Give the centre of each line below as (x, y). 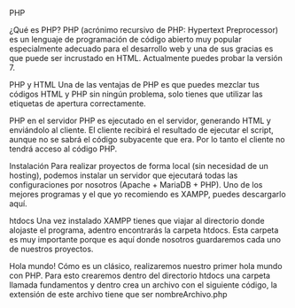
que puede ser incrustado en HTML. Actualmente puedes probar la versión (146, 58)
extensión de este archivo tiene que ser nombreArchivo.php (118, 294)
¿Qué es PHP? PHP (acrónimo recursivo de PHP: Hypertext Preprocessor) (144, 30)
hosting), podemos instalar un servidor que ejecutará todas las (124, 175)
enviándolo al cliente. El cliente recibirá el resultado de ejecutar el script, (142, 130)
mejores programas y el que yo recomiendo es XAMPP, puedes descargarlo (147, 194)
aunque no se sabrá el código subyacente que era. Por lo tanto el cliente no (147, 139)
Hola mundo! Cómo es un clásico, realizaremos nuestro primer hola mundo (146, 266)
